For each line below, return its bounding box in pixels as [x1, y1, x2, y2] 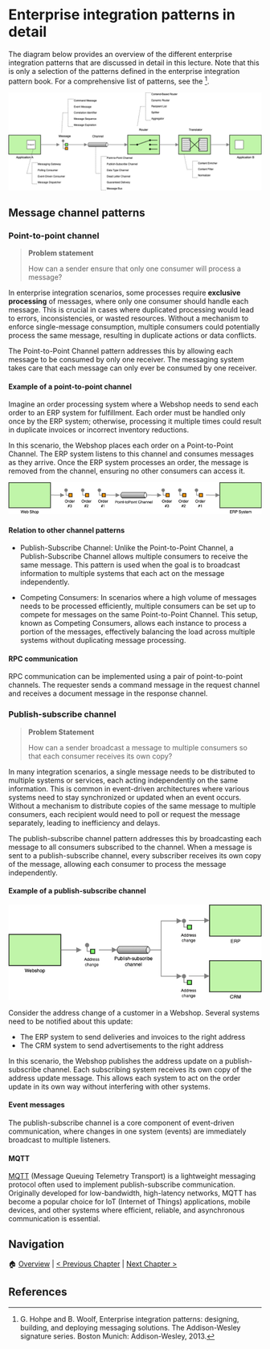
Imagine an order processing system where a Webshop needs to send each [8, 399, 259, 409]
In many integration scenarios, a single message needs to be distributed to [8, 766, 256, 776]
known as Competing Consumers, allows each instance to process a [19, 619, 247, 628]
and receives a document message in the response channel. [8, 689, 208, 698]
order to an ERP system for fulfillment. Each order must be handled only [8, 408, 246, 418]
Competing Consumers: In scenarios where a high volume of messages [19, 593, 257, 603]
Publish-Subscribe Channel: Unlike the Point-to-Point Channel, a [19, 543, 235, 553]
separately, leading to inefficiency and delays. [8, 818, 161, 828]
